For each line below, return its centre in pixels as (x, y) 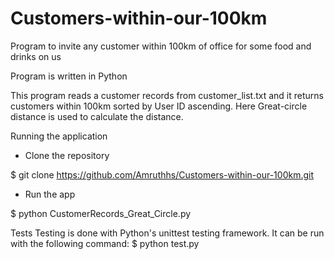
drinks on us (36, 56)
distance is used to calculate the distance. (97, 116)
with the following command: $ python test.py (105, 243)
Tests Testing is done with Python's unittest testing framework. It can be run (167, 233)
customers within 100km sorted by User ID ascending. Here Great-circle (159, 106)
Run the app (50, 194)
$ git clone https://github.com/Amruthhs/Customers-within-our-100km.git (162, 174)
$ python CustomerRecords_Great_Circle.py (101, 213)
